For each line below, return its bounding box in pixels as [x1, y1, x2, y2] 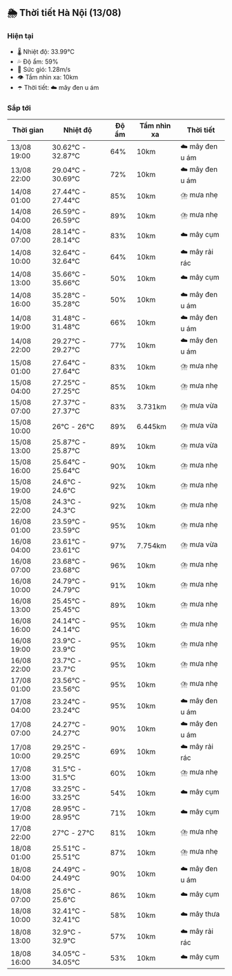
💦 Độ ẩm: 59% [17, 57, 59, 66]
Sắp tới [7, 103, 31, 113]
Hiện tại [7, 31, 34, 41]
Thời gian [12, 125, 44, 135]
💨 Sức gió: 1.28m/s [17, 65, 71, 73]
